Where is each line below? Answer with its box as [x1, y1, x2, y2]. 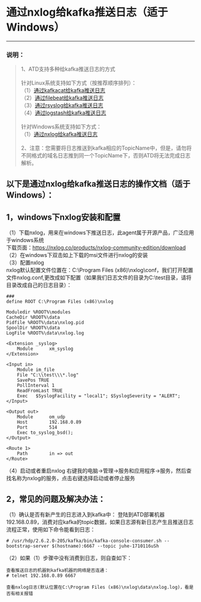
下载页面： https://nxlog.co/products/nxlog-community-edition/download [6, 244, 186, 252]
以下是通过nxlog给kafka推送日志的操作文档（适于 [6, 179, 191, 189]
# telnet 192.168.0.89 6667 [6, 573, 77, 579]
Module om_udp [17, 414, 66, 420]
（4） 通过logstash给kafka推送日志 [20, 109, 106, 117]
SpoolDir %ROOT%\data [6, 325, 60, 331]
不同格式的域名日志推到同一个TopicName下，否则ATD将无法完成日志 [20, 152, 191, 159]
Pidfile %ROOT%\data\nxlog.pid [6, 320, 84, 326]
